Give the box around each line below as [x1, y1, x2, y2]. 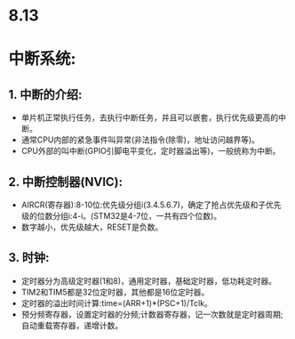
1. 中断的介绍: [8, 86, 83, 102]
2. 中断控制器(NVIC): [8, 174, 124, 190]
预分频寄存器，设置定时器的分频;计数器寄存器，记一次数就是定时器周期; [20, 309, 283, 319]
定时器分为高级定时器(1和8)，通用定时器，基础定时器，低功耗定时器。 [20, 275, 277, 286]
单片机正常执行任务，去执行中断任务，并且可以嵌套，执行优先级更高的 [20, 112, 279, 123]
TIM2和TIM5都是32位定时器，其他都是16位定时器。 [20, 287, 210, 297]
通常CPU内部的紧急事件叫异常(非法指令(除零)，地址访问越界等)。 [20, 134, 259, 145]
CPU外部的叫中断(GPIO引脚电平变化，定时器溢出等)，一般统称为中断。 [20, 146, 281, 157]
